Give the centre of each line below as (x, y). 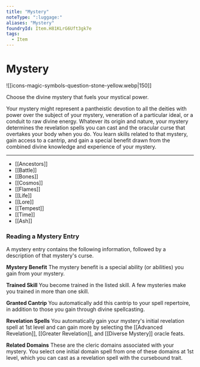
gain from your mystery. (36, 274)
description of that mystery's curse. (50, 256)
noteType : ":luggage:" (34, 17)
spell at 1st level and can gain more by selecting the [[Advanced (84, 327)
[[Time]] (25, 214)
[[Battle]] (26, 170)
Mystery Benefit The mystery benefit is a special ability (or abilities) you (95, 267)
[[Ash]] (24, 221)
